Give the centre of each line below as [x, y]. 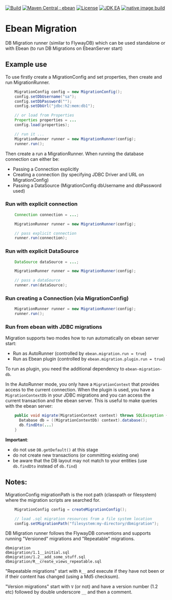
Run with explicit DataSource [42, 251]
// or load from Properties [44, 116]
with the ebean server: [29, 406]
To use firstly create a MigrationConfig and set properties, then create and [84, 77]
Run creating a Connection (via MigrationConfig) [67, 298]
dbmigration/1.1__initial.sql [38, 553]
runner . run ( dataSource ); [41, 285]
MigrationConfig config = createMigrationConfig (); [71, 509]
